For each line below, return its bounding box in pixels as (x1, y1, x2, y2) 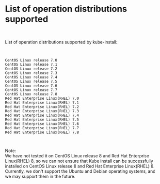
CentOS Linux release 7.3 (5, 70, 57, 76)
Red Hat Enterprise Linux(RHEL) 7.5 (5, 117, 79, 122)
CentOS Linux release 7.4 (5, 75, 57, 79)
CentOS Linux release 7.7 (5, 87, 57, 92)
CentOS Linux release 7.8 (5, 92, 57, 96)
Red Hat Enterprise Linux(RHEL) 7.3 (5, 108, 79, 113)
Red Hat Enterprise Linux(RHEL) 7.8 (5, 130, 79, 135)
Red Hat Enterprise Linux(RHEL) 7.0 (5, 96, 79, 101)
